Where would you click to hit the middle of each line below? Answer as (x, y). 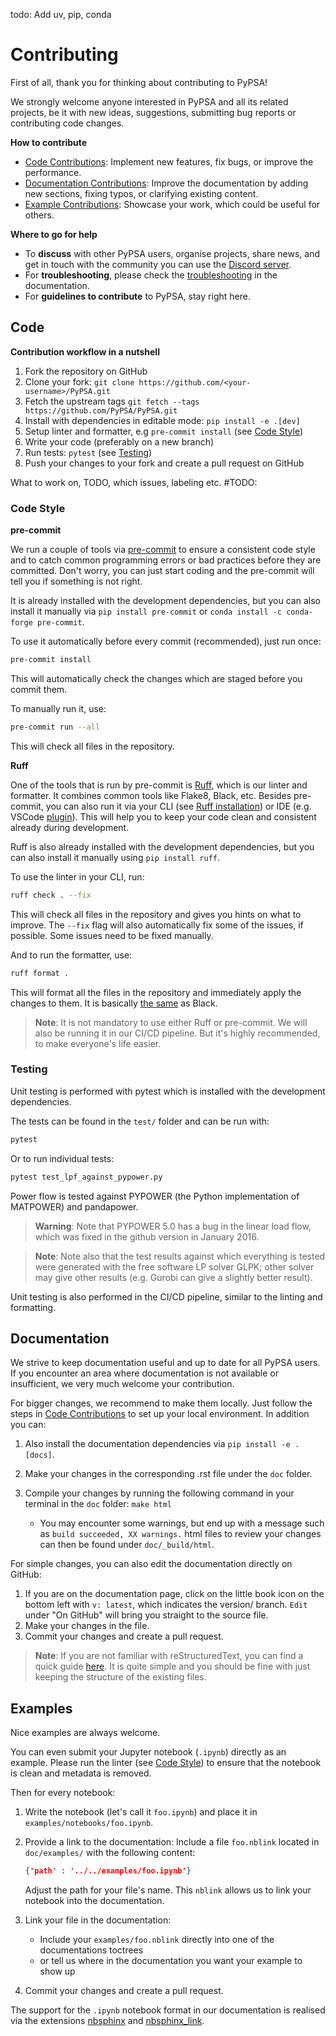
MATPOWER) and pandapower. (74, 1206)
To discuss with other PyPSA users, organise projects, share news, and (172, 253)
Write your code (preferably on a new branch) (119, 441)
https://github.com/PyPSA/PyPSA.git (101, 410)
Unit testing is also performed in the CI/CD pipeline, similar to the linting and (166, 1296)
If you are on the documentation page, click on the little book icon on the (174, 1594)
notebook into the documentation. (94, 1901)
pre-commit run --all (55, 727)
